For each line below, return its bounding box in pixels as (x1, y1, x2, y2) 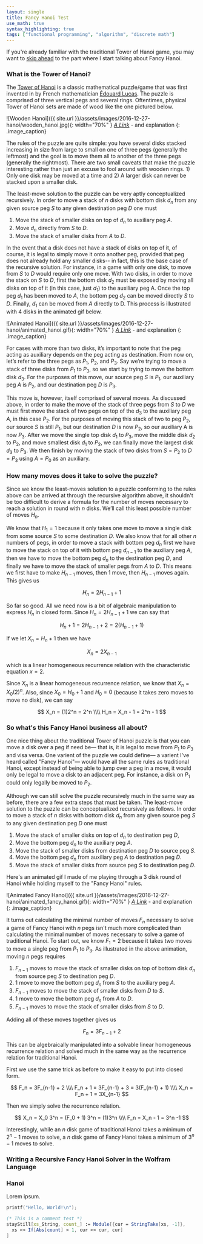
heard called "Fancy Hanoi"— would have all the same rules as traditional (6, 758, 190, 766)
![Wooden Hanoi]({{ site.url (6, 115, 74, 122)
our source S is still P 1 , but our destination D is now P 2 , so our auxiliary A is (6, 423, 193, 432)
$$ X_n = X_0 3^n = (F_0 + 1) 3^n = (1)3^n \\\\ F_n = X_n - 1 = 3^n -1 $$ (14, 1114, 190, 1122)
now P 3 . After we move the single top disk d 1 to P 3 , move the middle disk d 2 (6, 431, 196, 440)
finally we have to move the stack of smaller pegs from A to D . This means (6, 562, 192, 570)
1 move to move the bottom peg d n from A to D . (15, 994, 133, 1004)
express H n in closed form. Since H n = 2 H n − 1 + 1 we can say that (6, 608, 170, 617)
